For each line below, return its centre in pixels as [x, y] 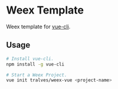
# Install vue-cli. [30, 59]
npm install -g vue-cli [35, 64]
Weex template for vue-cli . [38, 27]
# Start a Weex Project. [37, 75]
